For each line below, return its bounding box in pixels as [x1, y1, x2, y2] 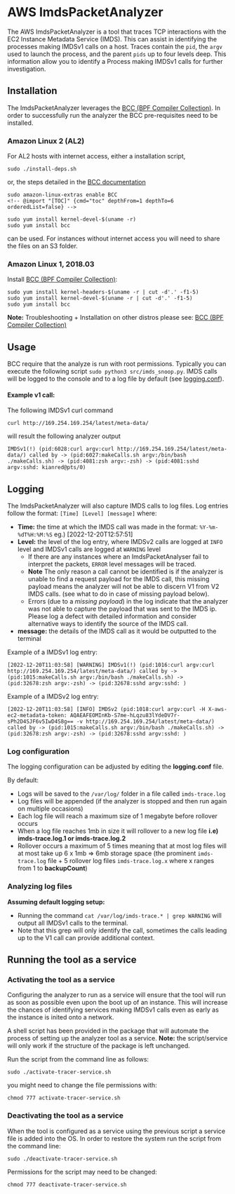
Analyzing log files [7, 881, 72, 891]
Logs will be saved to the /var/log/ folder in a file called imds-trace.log [17, 789, 226, 798]
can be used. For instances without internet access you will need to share [7, 234, 220, 243]
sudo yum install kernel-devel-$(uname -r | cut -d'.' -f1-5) [7, 295, 193, 302]
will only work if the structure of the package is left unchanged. [7, 1042, 191, 1050]
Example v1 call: [7, 391, 55, 399]
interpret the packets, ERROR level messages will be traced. [27, 560, 196, 569]
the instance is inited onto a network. [7, 1013, 114, 1022]
